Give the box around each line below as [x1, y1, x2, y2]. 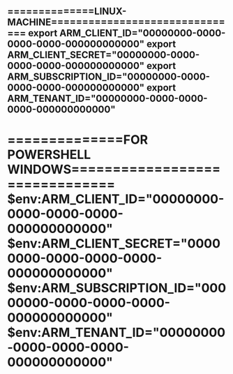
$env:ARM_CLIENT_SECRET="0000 [7, 235, 221, 251]
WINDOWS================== [7, 161, 221, 177]
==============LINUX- [7, 6, 127, 17]
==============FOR [7, 132, 149, 147]
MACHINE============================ [7, 17, 225, 29]
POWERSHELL [7, 147, 91, 163]
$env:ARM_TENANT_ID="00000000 [7, 324, 225, 341]
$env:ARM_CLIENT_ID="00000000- [7, 191, 225, 207]
